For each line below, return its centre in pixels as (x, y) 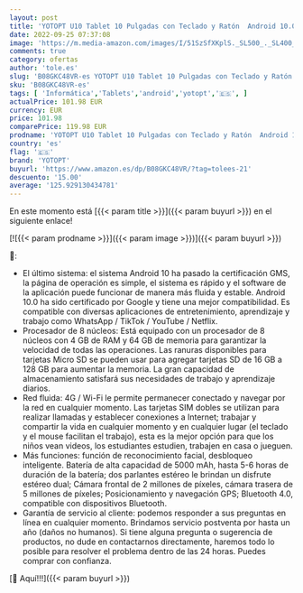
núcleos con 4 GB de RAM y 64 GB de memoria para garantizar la (144, 340)
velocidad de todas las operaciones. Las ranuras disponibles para (144, 350)
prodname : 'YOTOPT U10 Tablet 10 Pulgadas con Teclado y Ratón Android (149, 135)
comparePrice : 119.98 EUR (58, 127)
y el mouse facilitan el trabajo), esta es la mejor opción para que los (148, 436)
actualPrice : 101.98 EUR (56, 102)
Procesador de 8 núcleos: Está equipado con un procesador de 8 (144, 331)
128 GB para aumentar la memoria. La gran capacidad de (128, 369)
